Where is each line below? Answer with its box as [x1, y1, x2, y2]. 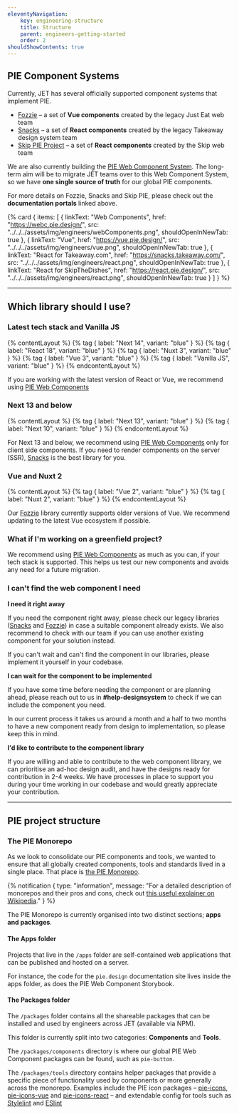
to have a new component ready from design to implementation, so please [7, 722, 225, 731]
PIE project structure [7, 815, 101, 827]
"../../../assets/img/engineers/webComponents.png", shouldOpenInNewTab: [7, 228, 229, 236]
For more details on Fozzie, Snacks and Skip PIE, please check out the [7, 191, 213, 200]
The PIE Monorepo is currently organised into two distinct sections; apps [7, 910, 221, 919]
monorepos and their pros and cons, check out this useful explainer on [7, 889, 215, 898]
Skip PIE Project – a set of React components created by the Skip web [17, 141, 225, 149]
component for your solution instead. [7, 636, 116, 645]
